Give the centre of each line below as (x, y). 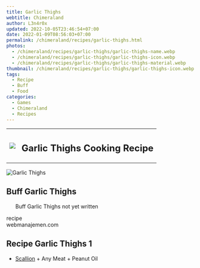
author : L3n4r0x (27, 23)
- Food (20, 91)
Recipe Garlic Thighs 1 (49, 244)
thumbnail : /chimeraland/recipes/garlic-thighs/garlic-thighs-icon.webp (100, 69)
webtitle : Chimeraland (35, 18)
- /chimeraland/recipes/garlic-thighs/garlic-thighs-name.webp (93, 52)
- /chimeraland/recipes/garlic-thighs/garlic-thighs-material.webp (99, 63)
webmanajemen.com (33, 224)
